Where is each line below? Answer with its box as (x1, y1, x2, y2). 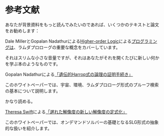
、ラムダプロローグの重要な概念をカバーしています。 (14, 44, 120, 50)
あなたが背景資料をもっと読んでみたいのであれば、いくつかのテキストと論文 (5, 22, 159, 27)
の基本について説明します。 (5, 88, 61, 94)
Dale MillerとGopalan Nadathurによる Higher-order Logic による (5, 38, 132, 44)
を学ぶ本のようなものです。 (5, 61, 61, 67)
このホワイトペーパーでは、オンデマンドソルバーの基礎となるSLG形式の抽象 (5, 119, 159, 125)
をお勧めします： (5, 27, 40, 33)
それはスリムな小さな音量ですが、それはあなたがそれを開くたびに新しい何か (5, 54, 160, 60)
